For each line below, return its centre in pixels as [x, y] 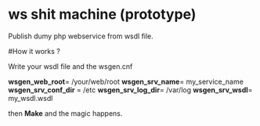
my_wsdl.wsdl [31, 98]
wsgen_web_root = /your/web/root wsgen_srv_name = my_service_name [126, 81]
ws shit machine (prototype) [102, 14]
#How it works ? [34, 51]
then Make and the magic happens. [65, 113]
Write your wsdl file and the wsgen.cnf [70, 66]
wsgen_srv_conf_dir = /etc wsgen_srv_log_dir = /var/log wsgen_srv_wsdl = [130, 90]
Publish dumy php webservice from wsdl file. [81, 36]
